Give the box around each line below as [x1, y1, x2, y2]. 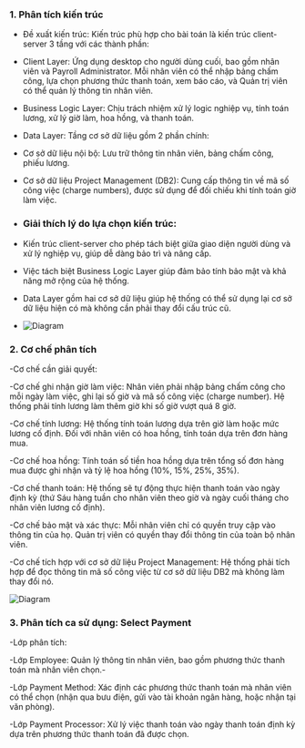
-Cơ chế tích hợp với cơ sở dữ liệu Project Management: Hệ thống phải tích [9, 556, 290, 568]
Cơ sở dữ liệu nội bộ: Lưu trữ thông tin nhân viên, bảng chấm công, [22, 148, 275, 159]
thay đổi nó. [9, 576, 55, 587]
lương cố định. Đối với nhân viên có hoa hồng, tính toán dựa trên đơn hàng [9, 427, 289, 438]
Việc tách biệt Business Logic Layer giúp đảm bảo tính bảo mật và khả [22, 265, 287, 276]
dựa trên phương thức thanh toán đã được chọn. [9, 729, 189, 740]
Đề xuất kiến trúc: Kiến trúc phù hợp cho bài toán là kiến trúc [22, 29, 251, 40]
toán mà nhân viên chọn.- [9, 664, 107, 675]
